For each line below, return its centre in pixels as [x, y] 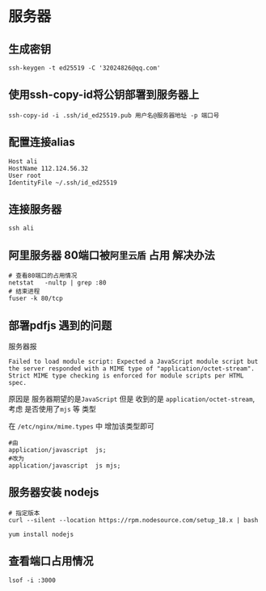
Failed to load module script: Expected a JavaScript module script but [133, 362]
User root [25, 175]
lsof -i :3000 [32, 580]
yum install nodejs [41, 534]
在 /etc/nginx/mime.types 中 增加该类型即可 [82, 426]
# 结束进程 [24, 292]
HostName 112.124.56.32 [49, 168]
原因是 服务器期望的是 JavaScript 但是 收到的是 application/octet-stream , [132, 399]
